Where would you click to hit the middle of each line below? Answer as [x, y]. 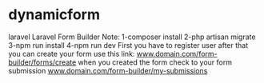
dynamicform [54, 15]
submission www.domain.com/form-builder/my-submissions [108, 70]
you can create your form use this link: [72, 53]
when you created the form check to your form [155, 62]
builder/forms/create [42, 62]
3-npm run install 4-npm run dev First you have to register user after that [128, 45]
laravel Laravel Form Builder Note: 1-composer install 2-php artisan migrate [132, 37]
